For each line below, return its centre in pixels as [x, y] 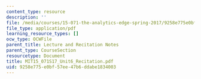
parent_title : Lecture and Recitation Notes [63, 45]
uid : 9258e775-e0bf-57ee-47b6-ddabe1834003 [61, 67]
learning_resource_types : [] [42, 34]
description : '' [26, 17]
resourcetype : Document [36, 56]
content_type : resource [36, 12]
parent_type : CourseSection [41, 50]
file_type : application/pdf [41, 28]
